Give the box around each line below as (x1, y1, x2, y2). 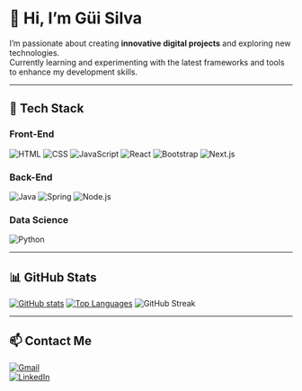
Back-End (9, 171, 53, 183)
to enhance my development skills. (9, 67, 138, 77)
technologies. (9, 47, 60, 58)
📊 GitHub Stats (9, 270, 97, 285)
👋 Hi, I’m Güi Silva (9, 8, 142, 29)
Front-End (9, 128, 55, 140)
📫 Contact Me (9, 333, 93, 349)
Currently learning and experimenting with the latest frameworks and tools (9, 57, 285, 67)
